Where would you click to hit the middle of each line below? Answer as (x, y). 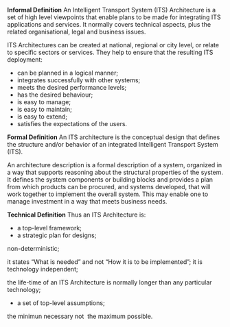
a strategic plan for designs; (57, 235)
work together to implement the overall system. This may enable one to (108, 194)
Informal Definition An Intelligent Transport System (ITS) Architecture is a (112, 10)
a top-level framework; (49, 228)
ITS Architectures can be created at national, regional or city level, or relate (113, 45)
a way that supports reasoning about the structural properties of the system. (115, 172)
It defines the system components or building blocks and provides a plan (110, 180)
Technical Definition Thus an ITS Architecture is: (77, 215)
